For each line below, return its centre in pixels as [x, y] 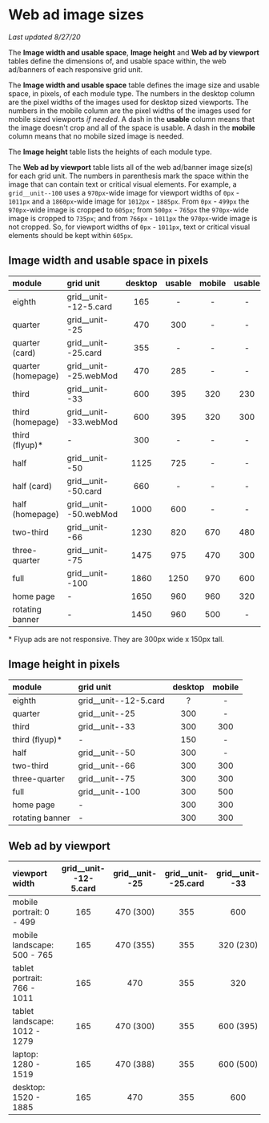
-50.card [84, 491]
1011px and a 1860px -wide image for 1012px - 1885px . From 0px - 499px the [129, 201]
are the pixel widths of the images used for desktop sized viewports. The [128, 102]
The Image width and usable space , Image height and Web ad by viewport [134, 52]
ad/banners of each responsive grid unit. [75, 69]
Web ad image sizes [76, 15]
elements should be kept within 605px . [71, 235]
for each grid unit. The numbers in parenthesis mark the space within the [129, 176]
